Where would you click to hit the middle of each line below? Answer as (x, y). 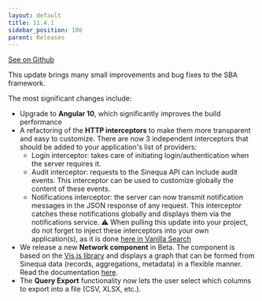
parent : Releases (37, 37)
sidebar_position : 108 (45, 30)
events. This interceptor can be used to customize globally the (132, 181)
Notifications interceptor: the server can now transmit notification (137, 197)
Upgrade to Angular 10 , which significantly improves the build (120, 114)
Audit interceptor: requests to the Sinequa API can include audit (134, 172)
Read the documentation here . (68, 273)
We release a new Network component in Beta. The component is (127, 248)
